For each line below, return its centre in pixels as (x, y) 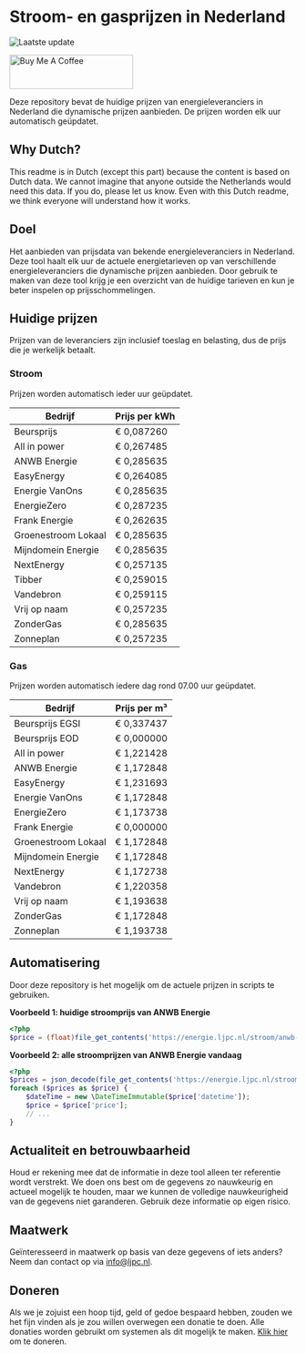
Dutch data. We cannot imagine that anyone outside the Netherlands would (150, 181)
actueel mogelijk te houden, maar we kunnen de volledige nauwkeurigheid (149, 1192)
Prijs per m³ (142, 708)
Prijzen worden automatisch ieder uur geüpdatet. (101, 393)
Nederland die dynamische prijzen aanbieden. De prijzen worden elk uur (145, 111)
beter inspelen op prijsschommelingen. (83, 290)
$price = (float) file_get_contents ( (79, 1037)
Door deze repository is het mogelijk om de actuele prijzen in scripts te (142, 984)
